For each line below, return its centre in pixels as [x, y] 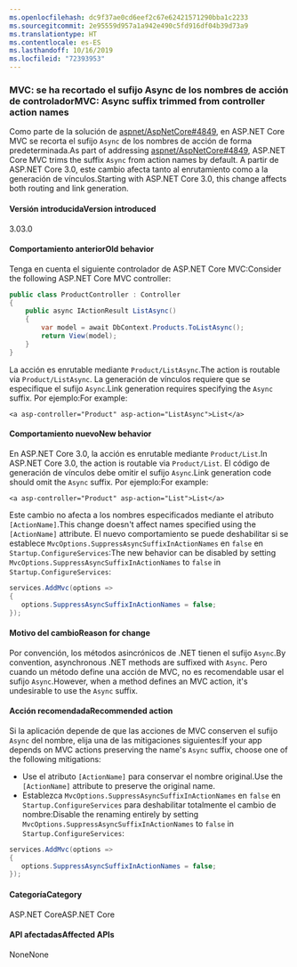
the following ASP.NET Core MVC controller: [90, 278]
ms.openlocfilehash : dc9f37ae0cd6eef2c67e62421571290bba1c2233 [129, 17]
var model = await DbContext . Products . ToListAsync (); [143, 328]
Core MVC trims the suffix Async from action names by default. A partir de [144, 160]
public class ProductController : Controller [95, 295]
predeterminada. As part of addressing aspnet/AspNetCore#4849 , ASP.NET [148, 150]
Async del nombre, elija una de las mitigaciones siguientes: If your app [136, 740]
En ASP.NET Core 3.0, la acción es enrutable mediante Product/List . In [139, 453]
